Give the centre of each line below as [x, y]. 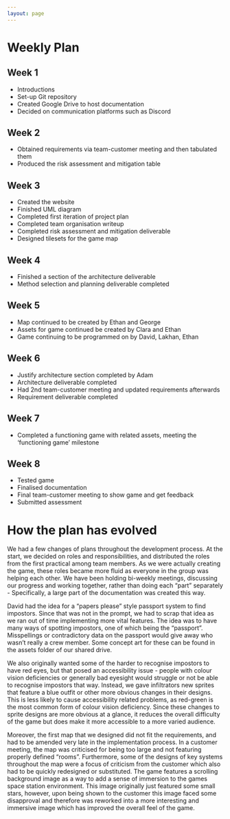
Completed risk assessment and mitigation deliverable [94, 232]
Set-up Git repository [47, 96]
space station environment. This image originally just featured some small [111, 786]
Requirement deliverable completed [67, 396]
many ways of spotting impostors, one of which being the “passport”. [105, 628]
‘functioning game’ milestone [58, 442]
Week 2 [24, 133]
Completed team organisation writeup [70, 224]
